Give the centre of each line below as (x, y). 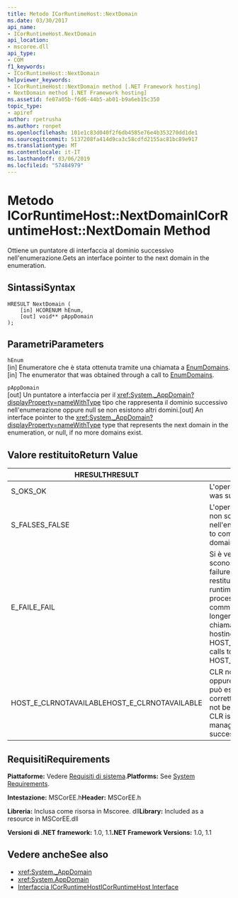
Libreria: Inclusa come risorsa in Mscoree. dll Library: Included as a (106, 811)
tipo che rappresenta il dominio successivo (165, 403)
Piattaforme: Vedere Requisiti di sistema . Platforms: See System (101, 776)
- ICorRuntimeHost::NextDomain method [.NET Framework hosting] (104, 86)
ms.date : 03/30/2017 (38, 21)
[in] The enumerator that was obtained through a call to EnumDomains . (111, 375)
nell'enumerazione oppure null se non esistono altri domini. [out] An (106, 410)
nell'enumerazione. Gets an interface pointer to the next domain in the (109, 258)
